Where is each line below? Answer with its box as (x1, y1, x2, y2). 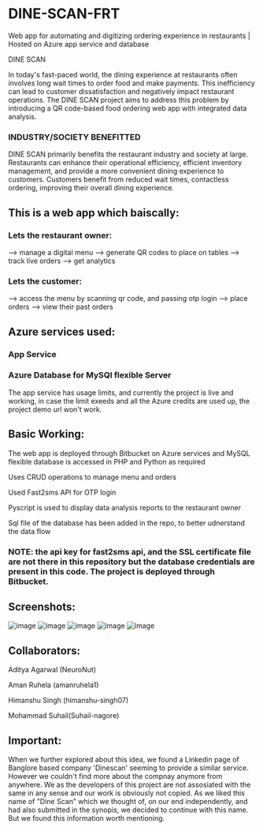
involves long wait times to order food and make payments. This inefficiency (8, 78, 256, 88)
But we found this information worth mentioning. (8, 814, 165, 822)
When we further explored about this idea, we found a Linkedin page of (8, 755, 240, 764)
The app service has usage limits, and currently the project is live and (8, 388, 234, 397)
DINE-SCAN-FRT (8, 5, 120, 23)
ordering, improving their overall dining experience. (8, 183, 175, 193)
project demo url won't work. (8, 404, 102, 414)
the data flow (8, 526, 51, 536)
